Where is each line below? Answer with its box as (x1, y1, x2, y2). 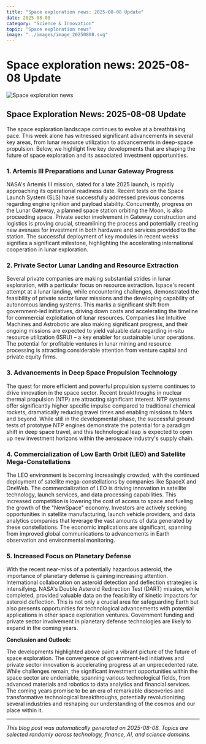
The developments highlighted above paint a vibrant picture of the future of (6, 648, 197, 656)
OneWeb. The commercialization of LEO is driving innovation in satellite (6, 485, 187, 492)
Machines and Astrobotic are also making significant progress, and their (6, 321, 188, 328)
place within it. (6, 707, 44, 714)
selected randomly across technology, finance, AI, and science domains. (6, 731, 191, 738)
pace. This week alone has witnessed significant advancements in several (6, 132, 194, 139)
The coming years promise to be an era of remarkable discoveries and (6, 687, 184, 694)
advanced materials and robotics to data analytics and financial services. (6, 681, 191, 688)
